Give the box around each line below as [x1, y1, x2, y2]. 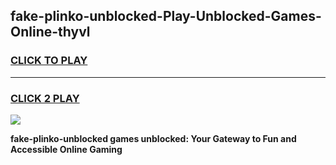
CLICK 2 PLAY [10, 91, 80, 105]
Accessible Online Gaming [10, 143, 123, 155]
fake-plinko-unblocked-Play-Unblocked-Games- [10, 8, 322, 25]
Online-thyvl [10, 24, 91, 41]
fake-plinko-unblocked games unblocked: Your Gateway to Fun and [10, 132, 297, 144]
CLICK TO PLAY [10, 54, 88, 68]
